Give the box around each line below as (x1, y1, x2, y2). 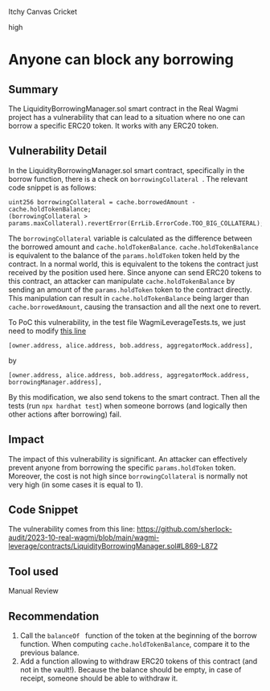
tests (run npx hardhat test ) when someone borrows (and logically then (8, 401, 247, 410)
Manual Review (8, 586, 59, 596)
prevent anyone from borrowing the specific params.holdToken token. (8, 463, 236, 472)
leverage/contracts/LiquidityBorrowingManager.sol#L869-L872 (8, 541, 219, 551)
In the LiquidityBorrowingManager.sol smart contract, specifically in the (8, 165, 245, 175)
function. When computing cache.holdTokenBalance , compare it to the (19, 640, 251, 649)
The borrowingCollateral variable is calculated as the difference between (8, 233, 253, 243)
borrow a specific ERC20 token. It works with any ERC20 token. (8, 121, 219, 130)
